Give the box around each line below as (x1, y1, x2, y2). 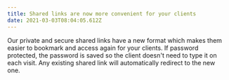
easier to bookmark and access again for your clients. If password (7, 44, 199, 52)
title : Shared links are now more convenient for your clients (7, 10, 197, 18)
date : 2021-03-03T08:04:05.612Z (7, 17, 102, 24)
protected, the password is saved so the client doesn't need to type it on (7, 51, 218, 60)
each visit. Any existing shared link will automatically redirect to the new (7, 58, 216, 67)
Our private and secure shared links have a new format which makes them (7, 36, 223, 44)
